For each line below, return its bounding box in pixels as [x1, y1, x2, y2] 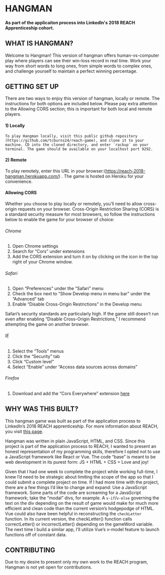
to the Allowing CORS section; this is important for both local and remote [5, 106, 153, 112]
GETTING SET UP [5, 82, 59, 90]
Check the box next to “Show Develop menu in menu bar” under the [12, 291, 150, 297]
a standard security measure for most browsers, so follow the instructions [5, 211, 155, 218]
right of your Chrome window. [12, 259, 73, 265]
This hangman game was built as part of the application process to [5, 418, 141, 424]
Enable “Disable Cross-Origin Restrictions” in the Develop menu [12, 301, 142, 307]
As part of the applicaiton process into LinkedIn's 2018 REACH [5, 19, 135, 25]
